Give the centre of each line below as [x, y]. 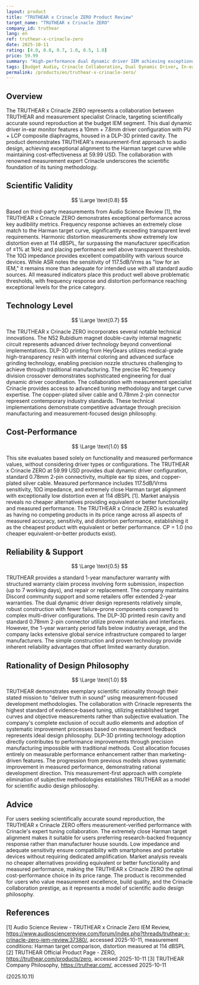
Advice [20, 805]
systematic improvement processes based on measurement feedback [91, 729]
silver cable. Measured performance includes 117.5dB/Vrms [95, 483]
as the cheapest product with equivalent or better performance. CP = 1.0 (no [99, 527]
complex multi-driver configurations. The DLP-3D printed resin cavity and [96, 615]
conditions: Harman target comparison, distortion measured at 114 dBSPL [95, 946]
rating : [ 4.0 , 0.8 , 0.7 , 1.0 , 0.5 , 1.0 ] [57, 50]
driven [14, 761]
